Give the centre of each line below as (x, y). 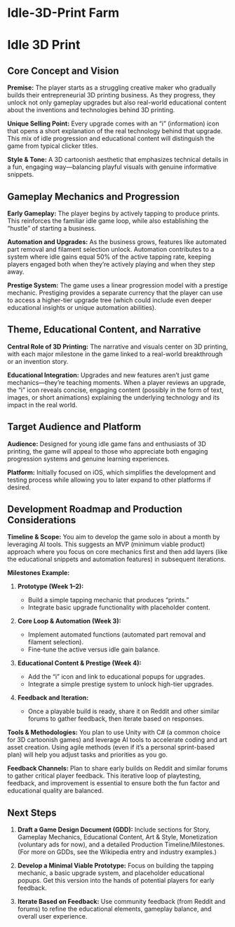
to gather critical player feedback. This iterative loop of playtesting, (104, 776)
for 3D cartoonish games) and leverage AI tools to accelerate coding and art (117, 740)
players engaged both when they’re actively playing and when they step (111, 264)
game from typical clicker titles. (53, 146)
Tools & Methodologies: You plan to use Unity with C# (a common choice (114, 732)
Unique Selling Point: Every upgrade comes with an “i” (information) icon (113, 123)
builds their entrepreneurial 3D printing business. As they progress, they (112, 95)
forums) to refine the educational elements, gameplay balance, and (114, 909)
